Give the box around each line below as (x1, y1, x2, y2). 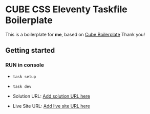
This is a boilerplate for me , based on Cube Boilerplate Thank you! (5, 31, 145, 37)
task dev (12, 84, 32, 89)
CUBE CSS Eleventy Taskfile (5, 4, 127, 15)
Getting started (5, 46, 55, 55)
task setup (12, 74, 36, 79)
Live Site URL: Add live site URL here (12, 103, 91, 109)
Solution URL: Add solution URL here (12, 93, 91, 99)
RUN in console (5, 61, 45, 69)
